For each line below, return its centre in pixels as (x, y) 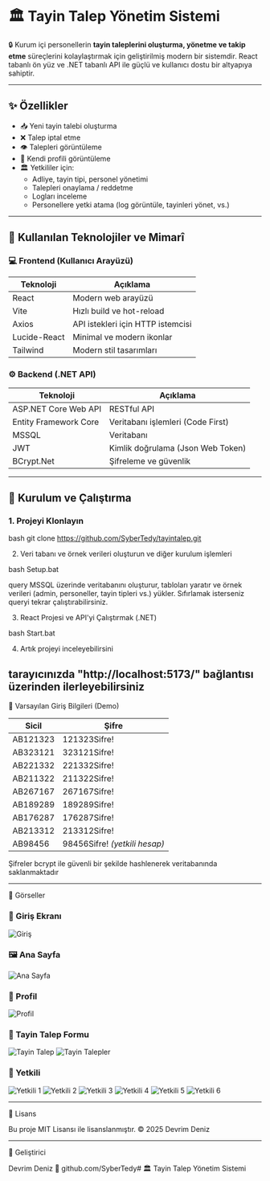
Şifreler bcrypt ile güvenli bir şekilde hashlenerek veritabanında (113, 864)
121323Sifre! (88, 739)
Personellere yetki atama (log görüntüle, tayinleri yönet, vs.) (131, 204)
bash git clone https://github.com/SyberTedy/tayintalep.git (105, 538)
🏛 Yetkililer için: (47, 167)
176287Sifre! (88, 818)
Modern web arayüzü (112, 298)
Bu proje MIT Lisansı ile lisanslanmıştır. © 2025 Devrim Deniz (109, 1129)
